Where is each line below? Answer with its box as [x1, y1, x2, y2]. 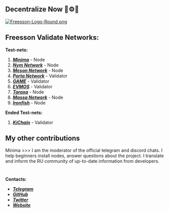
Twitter [12, 196, 28, 203]
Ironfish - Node [12, 99, 46, 105]
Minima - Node [12, 56, 45, 62]
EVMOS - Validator [12, 83, 53, 89]
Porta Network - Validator [12, 73, 67, 79]
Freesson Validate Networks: [5, 33, 99, 42]
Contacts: [5, 176, 27, 182]
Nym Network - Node [12, 62, 59, 68]
